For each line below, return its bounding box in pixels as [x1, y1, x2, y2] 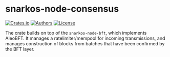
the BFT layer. [5, 46, 35, 52]
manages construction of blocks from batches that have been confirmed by [5, 40, 165, 46]
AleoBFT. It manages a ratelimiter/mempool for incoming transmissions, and [5, 35, 165, 41]
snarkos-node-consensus [5, 3, 119, 15]
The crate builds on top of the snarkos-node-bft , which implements [5, 30, 147, 36]
